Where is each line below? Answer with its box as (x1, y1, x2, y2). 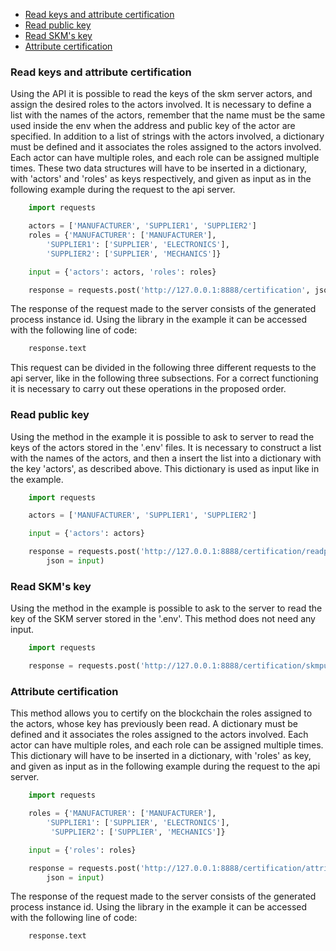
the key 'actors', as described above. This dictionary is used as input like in (10, 462, 320, 474)
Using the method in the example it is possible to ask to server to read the (10, 430, 315, 443)
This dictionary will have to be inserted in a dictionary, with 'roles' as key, (10, 750, 312, 762)
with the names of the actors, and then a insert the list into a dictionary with (10, 452, 322, 464)
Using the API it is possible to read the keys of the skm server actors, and (10, 88, 313, 100)
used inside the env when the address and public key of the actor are (10, 120, 296, 132)
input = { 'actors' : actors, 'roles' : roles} (28, 267, 217, 277)
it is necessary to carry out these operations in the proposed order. (10, 383, 287, 395)
